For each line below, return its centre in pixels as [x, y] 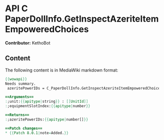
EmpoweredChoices [47, 29]
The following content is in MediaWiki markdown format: [62, 70]
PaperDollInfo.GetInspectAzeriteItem [82, 19]
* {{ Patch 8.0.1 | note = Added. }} [37, 133]
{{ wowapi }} [16, 79]
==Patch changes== [24, 128]
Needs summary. [20, 84]
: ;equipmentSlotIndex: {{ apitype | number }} [48, 106]
